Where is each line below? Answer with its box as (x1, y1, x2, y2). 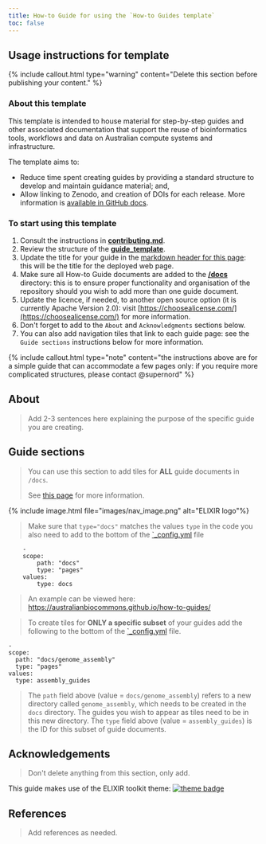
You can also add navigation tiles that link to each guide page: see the (19, 328, 249, 338)
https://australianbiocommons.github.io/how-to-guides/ (27, 602, 211, 612)
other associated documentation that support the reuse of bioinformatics (8, 124, 248, 134)
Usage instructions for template (8, 49, 170, 62)
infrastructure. (8, 141, 56, 151)
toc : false (8, 19, 45, 27)
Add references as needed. (27, 828, 118, 838)
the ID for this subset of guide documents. (27, 724, 167, 733)
